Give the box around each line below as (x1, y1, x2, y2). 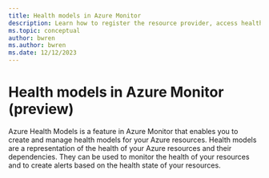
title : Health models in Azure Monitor (8, 11, 142, 20)
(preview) (8, 101, 74, 118)
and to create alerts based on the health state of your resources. (8, 160, 222, 170)
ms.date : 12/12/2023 (8, 49, 78, 57)
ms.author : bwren (8, 42, 66, 49)
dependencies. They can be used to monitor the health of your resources (8, 152, 250, 161)
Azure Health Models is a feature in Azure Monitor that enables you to (8, 126, 239, 136)
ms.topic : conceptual (8, 26, 81, 34)
